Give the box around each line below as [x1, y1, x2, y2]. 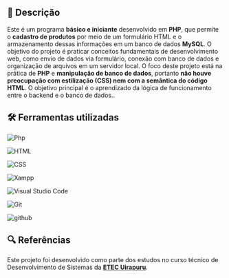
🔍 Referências [7, 235, 71, 246]
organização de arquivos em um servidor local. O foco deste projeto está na [7, 61, 223, 69]
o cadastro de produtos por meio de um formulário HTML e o [7, 32, 182, 41]
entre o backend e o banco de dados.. [7, 91, 116, 99]
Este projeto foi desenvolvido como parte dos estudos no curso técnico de [7, 256, 219, 264]
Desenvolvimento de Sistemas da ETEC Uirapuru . [7, 263, 148, 272]
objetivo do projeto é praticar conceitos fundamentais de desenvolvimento [7, 47, 219, 55]
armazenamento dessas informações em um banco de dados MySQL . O [7, 39, 212, 48]
